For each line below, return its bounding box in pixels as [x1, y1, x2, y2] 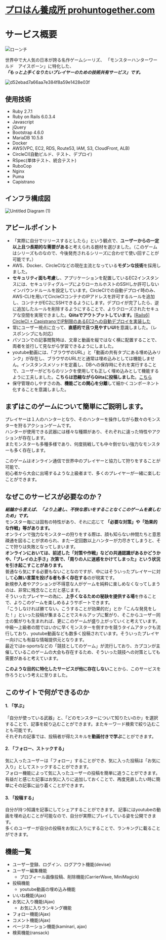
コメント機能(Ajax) [12, 917, 51, 923]
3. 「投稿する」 [5, 795, 37, 801]
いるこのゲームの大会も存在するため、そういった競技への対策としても [18, 649, 161, 655]
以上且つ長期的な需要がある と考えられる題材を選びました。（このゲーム [12, 244, 158, 250]
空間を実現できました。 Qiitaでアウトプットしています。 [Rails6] [21, 312, 150, 318]
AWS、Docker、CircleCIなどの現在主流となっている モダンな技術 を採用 [12, 262, 157, 268]
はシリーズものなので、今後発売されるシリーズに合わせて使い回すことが [12, 250, 159, 256]
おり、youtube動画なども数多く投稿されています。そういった [18, 630, 142, 636]
